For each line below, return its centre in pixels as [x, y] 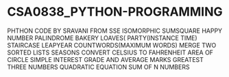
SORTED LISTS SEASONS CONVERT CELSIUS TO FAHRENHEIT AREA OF [110, 52]
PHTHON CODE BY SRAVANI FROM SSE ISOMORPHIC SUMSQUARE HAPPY [115, 31]
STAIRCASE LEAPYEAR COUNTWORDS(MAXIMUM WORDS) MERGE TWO [112, 45]
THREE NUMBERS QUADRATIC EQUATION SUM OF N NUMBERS [98, 67]
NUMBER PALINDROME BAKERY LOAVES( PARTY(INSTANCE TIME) [102, 37]
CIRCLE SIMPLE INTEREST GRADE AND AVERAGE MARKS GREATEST [105, 59]
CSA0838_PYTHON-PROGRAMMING [115, 12]
